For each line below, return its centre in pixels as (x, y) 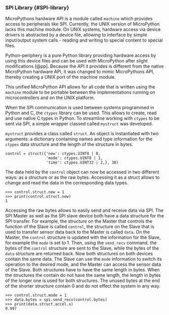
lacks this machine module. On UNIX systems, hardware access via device (83, 29)
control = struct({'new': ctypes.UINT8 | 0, (53, 154)
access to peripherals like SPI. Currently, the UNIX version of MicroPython (82, 24)
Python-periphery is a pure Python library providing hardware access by (81, 55)
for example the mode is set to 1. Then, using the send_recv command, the (81, 243)
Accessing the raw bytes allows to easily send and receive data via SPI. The (84, 210)
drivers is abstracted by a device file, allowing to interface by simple (76, 35)
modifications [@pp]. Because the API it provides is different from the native (85, 66)
